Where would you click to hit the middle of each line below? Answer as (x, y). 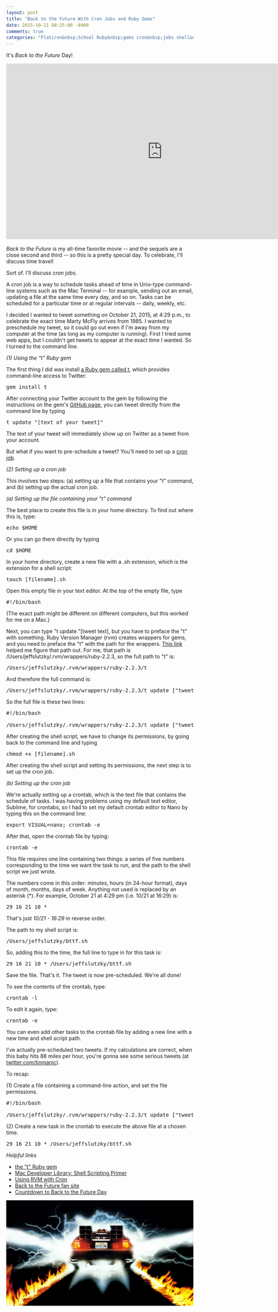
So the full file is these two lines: (46, 702)
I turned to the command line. (42, 346)
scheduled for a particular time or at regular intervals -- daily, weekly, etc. (96, 304)
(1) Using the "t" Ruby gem (39, 358)
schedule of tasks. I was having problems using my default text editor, (92, 801)
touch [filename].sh (36, 580)
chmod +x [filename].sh (41, 754)
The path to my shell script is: (42, 930)
